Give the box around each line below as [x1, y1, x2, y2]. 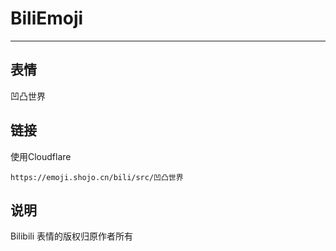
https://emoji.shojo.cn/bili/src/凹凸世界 [10, 172, 184, 182]
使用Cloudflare [10, 150, 72, 162]
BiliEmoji [10, 7, 84, 30]
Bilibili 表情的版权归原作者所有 [10, 230, 134, 242]
